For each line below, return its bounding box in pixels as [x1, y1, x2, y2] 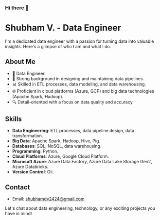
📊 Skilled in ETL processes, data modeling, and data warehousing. [12, 81, 146, 87]
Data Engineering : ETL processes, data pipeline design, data [12, 128, 135, 134]
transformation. [12, 133, 43, 139]
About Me [5, 58, 36, 66]
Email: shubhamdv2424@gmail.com [12, 196, 85, 202]
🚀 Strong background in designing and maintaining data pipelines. [12, 75, 144, 82]
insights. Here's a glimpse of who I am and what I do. [5, 43, 111, 49]
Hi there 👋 [5, 4, 29, 11]
